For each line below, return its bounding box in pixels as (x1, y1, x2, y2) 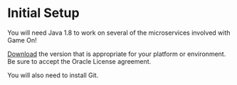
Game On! (7, 35, 37, 44)
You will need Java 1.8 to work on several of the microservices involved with (7, 28, 231, 37)
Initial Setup (7, 5, 80, 21)
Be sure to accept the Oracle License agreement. (7, 57, 152, 65)
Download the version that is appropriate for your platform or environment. (7, 50, 226, 58)
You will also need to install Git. (7, 71, 99, 79)
